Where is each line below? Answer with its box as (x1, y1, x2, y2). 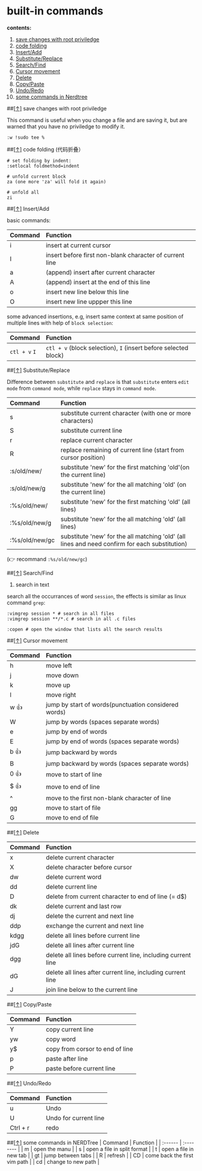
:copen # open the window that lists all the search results (7, 626, 163, 632)
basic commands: (7, 216, 51, 224)
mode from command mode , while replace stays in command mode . (7, 385, 156, 392)
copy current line (46, 1025, 94, 1033)
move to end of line (46, 783, 100, 791)
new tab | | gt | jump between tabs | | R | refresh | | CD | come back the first (7, 1152, 194, 1159)
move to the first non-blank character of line (46, 794, 171, 802)
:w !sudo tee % (7, 134, 45, 141)
